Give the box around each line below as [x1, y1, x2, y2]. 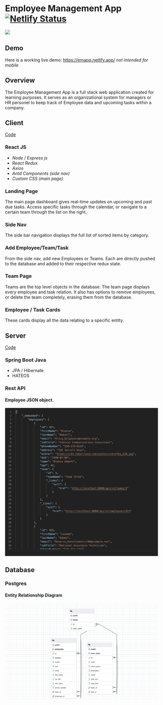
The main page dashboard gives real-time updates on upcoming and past [5, 199, 152, 204]
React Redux [12, 160, 38, 166]
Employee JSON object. [5, 397, 54, 403]
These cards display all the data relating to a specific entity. [5, 317, 124, 324]
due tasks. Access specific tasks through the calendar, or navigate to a [5, 204, 147, 210]
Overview [5, 76, 35, 85]
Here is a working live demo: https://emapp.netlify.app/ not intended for [5, 57, 148, 63]
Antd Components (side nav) [12, 170, 70, 176]
